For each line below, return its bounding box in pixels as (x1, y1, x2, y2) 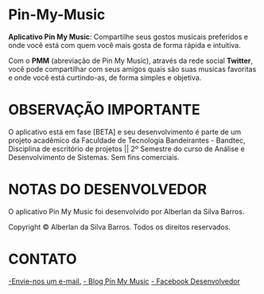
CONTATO (8, 250, 77, 268)
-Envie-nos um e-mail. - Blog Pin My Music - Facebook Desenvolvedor (8, 276, 240, 286)
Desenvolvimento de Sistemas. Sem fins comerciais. (8, 152, 181, 162)
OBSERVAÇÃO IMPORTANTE (8, 101, 200, 119)
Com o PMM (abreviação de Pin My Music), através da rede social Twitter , (8, 56, 253, 65)
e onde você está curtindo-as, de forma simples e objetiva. (8, 73, 202, 82)
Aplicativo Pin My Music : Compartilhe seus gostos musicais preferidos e (8, 32, 249, 41)
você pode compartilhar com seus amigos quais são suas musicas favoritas (8, 64, 257, 73)
